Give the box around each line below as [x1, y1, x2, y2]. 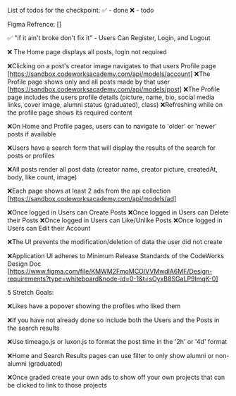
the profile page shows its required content [7, 108, 132, 117]
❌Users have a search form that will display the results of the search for [7, 143, 216, 152]
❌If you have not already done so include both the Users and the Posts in [7, 316, 220, 324]
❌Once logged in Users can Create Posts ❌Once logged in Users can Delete [7, 208, 229, 217]
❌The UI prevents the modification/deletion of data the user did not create [7, 238, 223, 245]
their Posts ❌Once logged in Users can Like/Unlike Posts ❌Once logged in [7, 216, 223, 224]
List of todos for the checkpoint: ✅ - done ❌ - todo [7, 6, 154, 14]
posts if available [7, 130, 56, 138]
